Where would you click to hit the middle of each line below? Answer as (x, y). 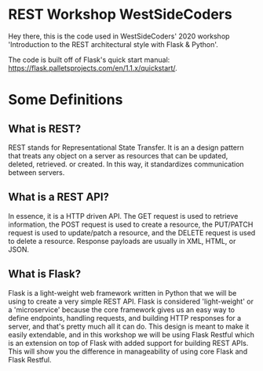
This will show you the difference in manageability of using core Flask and (128, 351)
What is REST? (45, 128)
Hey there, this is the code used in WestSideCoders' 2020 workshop (119, 36)
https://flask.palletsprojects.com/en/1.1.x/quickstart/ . (93, 67)
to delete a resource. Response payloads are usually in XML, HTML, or (122, 241)
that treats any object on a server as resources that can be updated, (118, 155)
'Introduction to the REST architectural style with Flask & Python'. (113, 44)
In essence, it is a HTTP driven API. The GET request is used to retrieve (123, 216)
